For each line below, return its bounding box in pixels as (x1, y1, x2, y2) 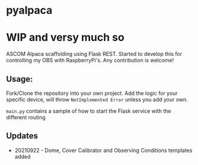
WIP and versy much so (6, 31, 125, 45)
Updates (6, 131, 38, 141)
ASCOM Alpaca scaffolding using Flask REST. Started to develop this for (6, 50, 182, 58)
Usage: (6, 74, 34, 84)
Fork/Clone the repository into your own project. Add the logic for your (6, 90, 178, 97)
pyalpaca (6, 4, 53, 17)
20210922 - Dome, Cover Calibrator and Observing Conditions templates (14, 147, 193, 154)
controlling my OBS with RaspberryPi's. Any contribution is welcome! (6, 57, 174, 64)
